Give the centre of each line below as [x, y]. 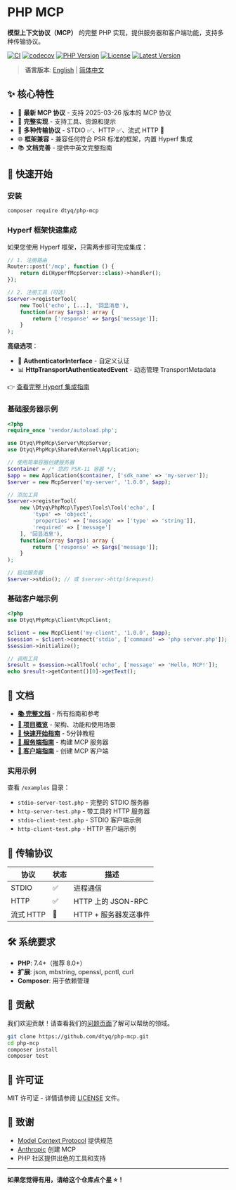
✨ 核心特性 [31, 95]
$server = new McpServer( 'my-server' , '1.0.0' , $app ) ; [89, 482]
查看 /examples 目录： [39, 787]
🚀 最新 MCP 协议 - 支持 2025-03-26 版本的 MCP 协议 [94, 112]
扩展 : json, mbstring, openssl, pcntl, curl [76, 971]
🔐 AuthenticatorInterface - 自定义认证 [73, 361]
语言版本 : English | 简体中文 [64, 70]
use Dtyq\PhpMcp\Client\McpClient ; [59, 620]
